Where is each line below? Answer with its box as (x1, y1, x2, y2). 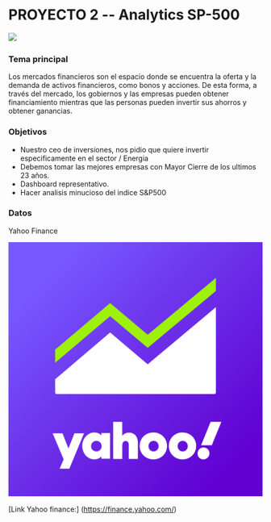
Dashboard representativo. (19, 179, 110, 189)
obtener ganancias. (8, 106, 73, 116)
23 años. (19, 170, 50, 180)
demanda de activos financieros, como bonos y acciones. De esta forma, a (8, 81, 257, 90)
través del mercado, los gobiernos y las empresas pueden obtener (8, 89, 230, 98)
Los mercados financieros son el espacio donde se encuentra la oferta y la (8, 72, 256, 81)
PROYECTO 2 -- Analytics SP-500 (8, 6, 240, 24)
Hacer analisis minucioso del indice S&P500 (19, 187, 167, 197)
